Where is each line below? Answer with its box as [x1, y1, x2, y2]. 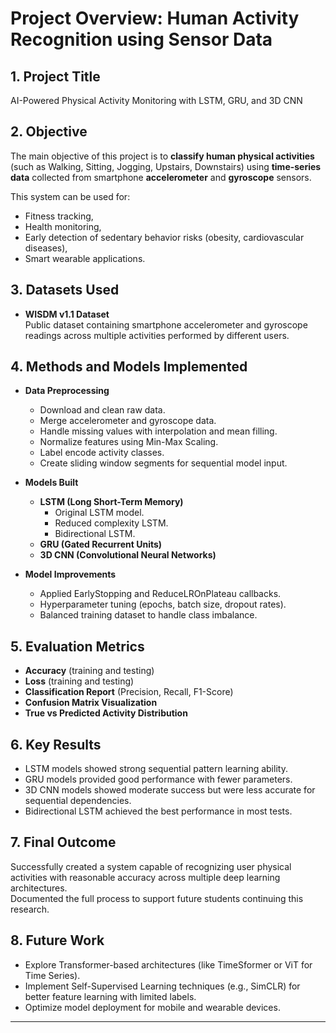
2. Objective [10, 123, 88, 141]
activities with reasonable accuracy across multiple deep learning [10, 871, 281, 883]
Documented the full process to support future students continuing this [10, 892, 304, 904]
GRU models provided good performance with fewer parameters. [24, 773, 293, 786]
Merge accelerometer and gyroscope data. [39, 415, 217, 427]
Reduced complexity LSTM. [54, 517, 169, 529]
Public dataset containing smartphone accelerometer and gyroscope [24, 318, 308, 331]
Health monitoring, [24, 220, 102, 232]
